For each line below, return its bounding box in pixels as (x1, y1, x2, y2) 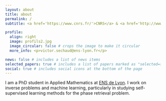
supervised (5, 90, 28, 96)
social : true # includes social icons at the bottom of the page (5, 66, 142, 71)
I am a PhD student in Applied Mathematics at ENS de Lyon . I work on (5, 80, 147, 86)
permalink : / (5, 16, 32, 21)
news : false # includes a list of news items (5, 57, 100, 62)
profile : (5, 30, 23, 35)
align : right (9, 34, 37, 39)
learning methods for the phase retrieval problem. (29, 90, 130, 96)
